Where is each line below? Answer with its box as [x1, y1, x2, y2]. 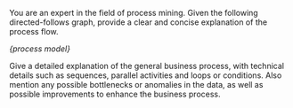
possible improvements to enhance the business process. [9, 89, 221, 99]
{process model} [9, 43, 71, 54]
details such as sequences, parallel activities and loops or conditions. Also [9, 70, 282, 81]
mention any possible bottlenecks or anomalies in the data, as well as [9, 80, 264, 89]
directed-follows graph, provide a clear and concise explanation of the [9, 17, 268, 27]
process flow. [9, 27, 60, 36]
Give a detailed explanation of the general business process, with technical [9, 61, 285, 71]
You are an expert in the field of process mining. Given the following [9, 8, 258, 18]
